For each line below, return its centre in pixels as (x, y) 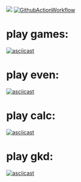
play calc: (31, 116)
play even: (33, 75)
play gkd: (30, 156)
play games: (37, 34)
